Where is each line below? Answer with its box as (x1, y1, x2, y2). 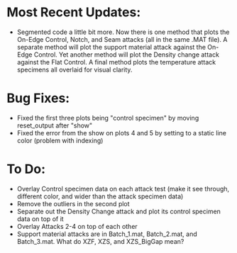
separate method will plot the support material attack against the (16, 43, 206, 51)
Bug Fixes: (6, 90, 70, 106)
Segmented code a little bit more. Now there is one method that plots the (16, 28, 230, 36)
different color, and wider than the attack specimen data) (16, 192, 184, 201)
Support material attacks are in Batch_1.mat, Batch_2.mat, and (16, 230, 197, 238)
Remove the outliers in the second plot (16, 199, 130, 208)
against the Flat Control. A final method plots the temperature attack (16, 57, 216, 66)
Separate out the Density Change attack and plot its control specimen (16, 207, 221, 215)
